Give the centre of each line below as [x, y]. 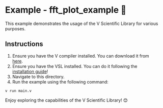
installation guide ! [30, 71]
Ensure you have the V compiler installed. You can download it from [81, 56]
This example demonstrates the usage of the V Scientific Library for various [82, 23]
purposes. [15, 28]
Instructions [24, 44]
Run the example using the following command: [60, 82]
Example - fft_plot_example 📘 [66, 10]
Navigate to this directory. [38, 76]
